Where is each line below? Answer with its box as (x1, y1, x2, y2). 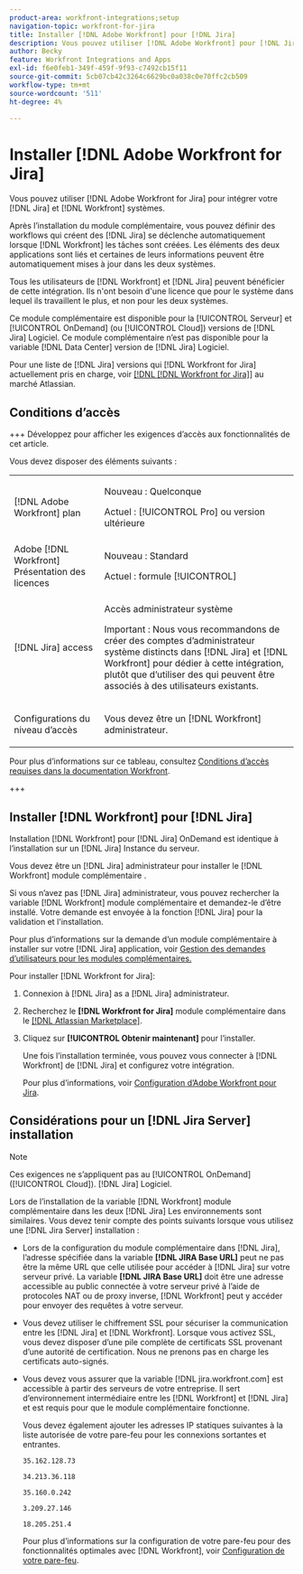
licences (14, 577, 50, 589)
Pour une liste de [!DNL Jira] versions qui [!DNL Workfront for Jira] (9, 359, 257, 371)
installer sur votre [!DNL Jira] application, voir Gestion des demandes (9, 943, 266, 954)
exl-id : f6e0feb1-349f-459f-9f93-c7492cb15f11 (9, 64, 188, 73)
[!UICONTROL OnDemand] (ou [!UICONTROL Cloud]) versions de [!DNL (9, 323, 275, 334)
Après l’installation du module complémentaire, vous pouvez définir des (9, 221, 276, 231)
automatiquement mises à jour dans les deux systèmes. (9, 259, 216, 269)
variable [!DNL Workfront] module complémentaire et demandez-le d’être (9, 897, 281, 908)
